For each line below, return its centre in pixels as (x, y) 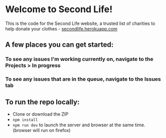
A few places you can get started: (59, 45)
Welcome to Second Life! (59, 9)
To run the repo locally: (43, 102)
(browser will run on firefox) (41, 130)
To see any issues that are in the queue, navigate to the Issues (83, 79)
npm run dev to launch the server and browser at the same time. (79, 125)
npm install (25, 120)
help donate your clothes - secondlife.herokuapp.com (61, 28)
